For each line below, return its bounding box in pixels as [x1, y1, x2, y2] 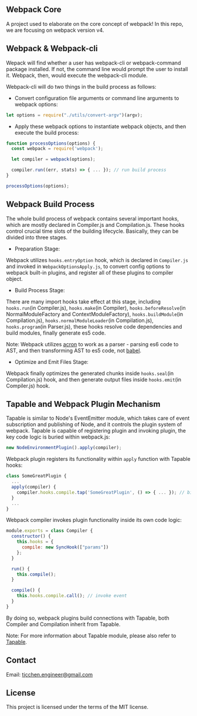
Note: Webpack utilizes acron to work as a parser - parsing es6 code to [6, 340, 179, 347]
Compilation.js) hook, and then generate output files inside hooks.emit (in [6, 376, 182, 383]
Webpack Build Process [6, 199, 95, 209]
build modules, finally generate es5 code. [6, 329, 106, 336]
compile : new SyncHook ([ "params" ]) [21, 544, 109, 550]
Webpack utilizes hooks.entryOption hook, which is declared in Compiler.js [6, 256, 189, 263]
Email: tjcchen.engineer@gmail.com [6, 671, 93, 678]
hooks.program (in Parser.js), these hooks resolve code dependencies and [6, 323, 182, 330]
